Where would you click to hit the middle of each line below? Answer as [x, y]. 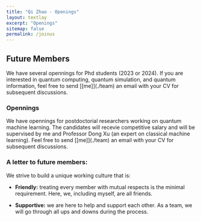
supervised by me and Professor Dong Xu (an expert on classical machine [98, 134]
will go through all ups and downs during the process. [82, 211]
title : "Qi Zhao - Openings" [43, 12]
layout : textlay [26, 17]
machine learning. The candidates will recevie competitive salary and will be [101, 128]
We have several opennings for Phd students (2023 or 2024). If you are [95, 73]
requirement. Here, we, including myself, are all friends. [84, 193]
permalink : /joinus [31, 34]
